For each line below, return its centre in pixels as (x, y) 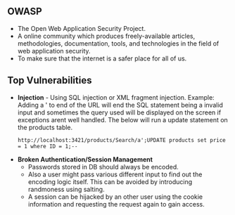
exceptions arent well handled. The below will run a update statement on (123, 119)
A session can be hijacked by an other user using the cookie (115, 197)
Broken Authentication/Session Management (85, 159)
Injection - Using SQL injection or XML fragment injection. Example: (116, 97)
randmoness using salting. (66, 189)
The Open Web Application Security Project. (82, 28)
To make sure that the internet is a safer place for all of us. (102, 58)
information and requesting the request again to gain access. (116, 204)
